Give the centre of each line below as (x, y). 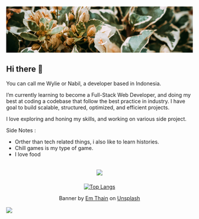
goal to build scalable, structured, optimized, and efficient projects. (88, 107)
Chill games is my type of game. (54, 148)
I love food (28, 154)
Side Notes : (21, 130)
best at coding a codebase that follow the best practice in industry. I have (96, 101)
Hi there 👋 (25, 69)
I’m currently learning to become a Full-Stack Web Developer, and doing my (99, 94)
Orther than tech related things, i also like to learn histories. (87, 142)
